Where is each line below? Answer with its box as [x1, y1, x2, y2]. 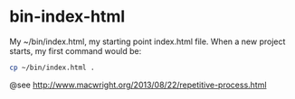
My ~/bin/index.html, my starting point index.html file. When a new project [9, 36, 286, 47]
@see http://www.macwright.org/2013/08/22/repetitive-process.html [9, 79, 267, 90]
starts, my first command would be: [9, 45, 142, 56]
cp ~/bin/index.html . [9, 63, 95, 72]
